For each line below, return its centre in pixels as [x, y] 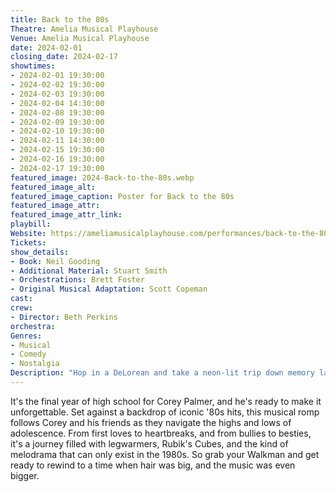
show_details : [40, 252]
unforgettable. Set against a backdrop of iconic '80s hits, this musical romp [165, 412]
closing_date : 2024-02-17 [64, 57]
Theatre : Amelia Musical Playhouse [84, 29]
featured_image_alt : [53, 187]
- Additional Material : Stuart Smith [89, 271]
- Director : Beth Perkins [64, 317]
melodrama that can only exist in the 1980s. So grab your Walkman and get [165, 454]
